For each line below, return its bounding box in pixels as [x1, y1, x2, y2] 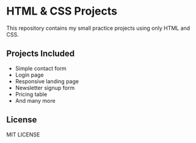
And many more [15, 97, 56, 104]
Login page [15, 71, 44, 78]
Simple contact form [15, 65, 67, 72]
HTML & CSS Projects [6, 4, 118, 18]
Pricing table [15, 90, 48, 98]
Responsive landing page [15, 77, 79, 85]
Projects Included [6, 49, 75, 59]
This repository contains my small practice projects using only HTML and [6, 24, 191, 32]
